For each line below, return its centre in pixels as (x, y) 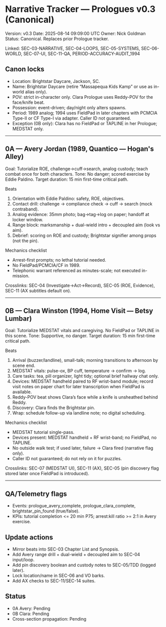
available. (22, 392)
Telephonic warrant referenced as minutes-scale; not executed (76, 270)
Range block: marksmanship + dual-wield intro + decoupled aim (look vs (86, 225)
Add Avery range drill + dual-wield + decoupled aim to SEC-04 (76, 554)
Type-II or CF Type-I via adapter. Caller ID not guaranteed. (72, 118)
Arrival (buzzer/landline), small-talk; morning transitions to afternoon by (85, 360)
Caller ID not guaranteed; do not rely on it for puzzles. (67, 459)
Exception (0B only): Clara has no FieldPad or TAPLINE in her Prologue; (84, 123)
